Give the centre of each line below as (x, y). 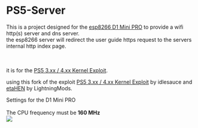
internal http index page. (36, 46)
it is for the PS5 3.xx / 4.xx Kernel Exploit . (57, 70)
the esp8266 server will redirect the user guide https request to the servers (99, 39)
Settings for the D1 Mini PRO (41, 100)
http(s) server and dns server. (43, 33)
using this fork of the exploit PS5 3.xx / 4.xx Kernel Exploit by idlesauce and (99, 82)
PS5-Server (36, 10)
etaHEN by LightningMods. (39, 88)
